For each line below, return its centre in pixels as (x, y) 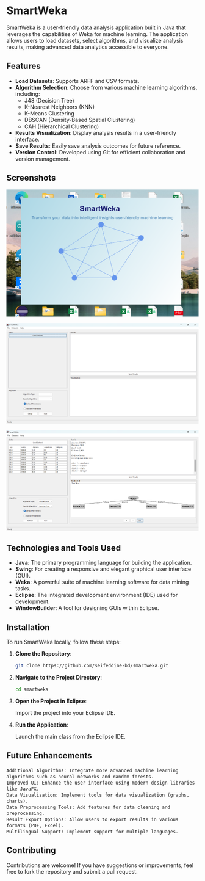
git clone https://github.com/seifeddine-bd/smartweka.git (92, 666)
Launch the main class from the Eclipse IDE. (70, 737)
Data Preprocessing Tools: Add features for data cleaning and (88, 807)
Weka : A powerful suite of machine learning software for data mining (102, 582)
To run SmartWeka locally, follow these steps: (63, 642)
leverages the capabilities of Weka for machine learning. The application (97, 34)
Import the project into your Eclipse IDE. (65, 713)
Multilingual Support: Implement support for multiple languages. (92, 832)
